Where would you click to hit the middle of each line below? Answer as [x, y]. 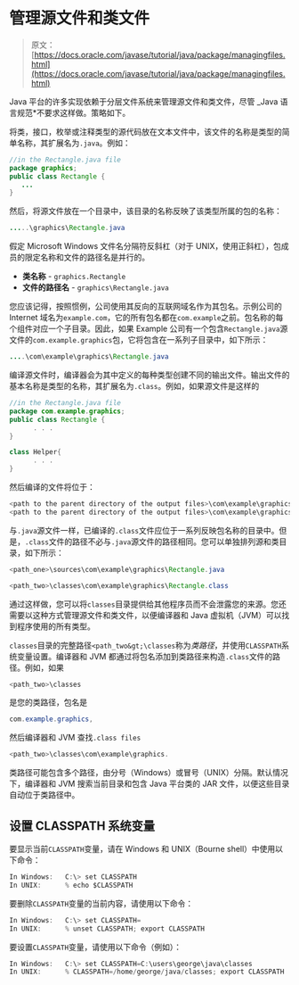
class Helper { [36, 452]
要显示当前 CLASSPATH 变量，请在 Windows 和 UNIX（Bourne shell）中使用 [142, 849]
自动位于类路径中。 [44, 795]
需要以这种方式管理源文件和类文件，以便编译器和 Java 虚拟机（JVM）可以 [145, 615]
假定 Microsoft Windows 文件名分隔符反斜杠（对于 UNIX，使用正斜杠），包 [145, 246]
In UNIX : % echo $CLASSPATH [71, 885]
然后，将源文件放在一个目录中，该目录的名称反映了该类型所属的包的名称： [145, 211]
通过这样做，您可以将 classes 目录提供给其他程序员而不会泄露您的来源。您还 [148, 604]
